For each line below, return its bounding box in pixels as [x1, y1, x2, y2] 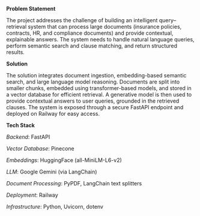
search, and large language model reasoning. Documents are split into [6, 78, 180, 85]
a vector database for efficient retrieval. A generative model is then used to [6, 91, 192, 98]
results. [6, 49, 25, 56]
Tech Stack [6, 122, 35, 128]
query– [159, 17, 177, 23]
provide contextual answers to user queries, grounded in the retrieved [6, 97, 180, 104]
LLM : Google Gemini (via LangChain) [6, 168, 97, 175]
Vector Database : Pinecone [6, 145, 75, 152]
